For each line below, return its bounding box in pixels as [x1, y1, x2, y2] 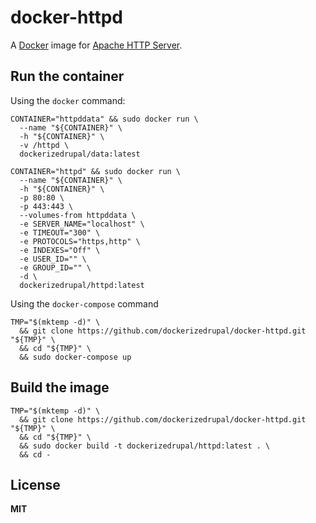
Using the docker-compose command [10, 297, 159, 310]
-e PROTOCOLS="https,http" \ [19, 236, 141, 246]
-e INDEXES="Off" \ [19, 245, 101, 255]
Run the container [10, 68, 125, 85]
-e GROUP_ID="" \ [19, 262, 92, 273]
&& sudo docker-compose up [19, 352, 132, 362]
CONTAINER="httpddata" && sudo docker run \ [10, 114, 199, 124]
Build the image [10, 379, 110, 396]
